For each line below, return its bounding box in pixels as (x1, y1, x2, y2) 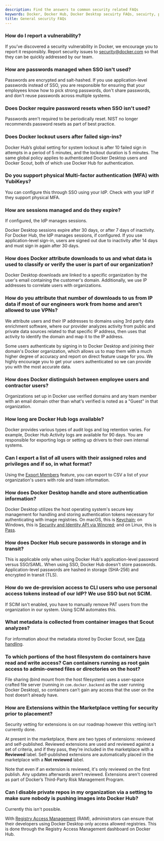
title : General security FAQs (5, 16, 67, 21)
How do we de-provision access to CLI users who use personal (5, 584, 157, 591)
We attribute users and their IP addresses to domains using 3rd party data (5, 318, 154, 324)
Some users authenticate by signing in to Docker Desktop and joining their (5, 343, 155, 349)
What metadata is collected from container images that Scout (5, 618, 154, 625)
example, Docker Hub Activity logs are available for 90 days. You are (5, 432, 143, 438)
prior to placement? (5, 711, 53, 718)
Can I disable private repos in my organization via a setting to (5, 789, 153, 796)
